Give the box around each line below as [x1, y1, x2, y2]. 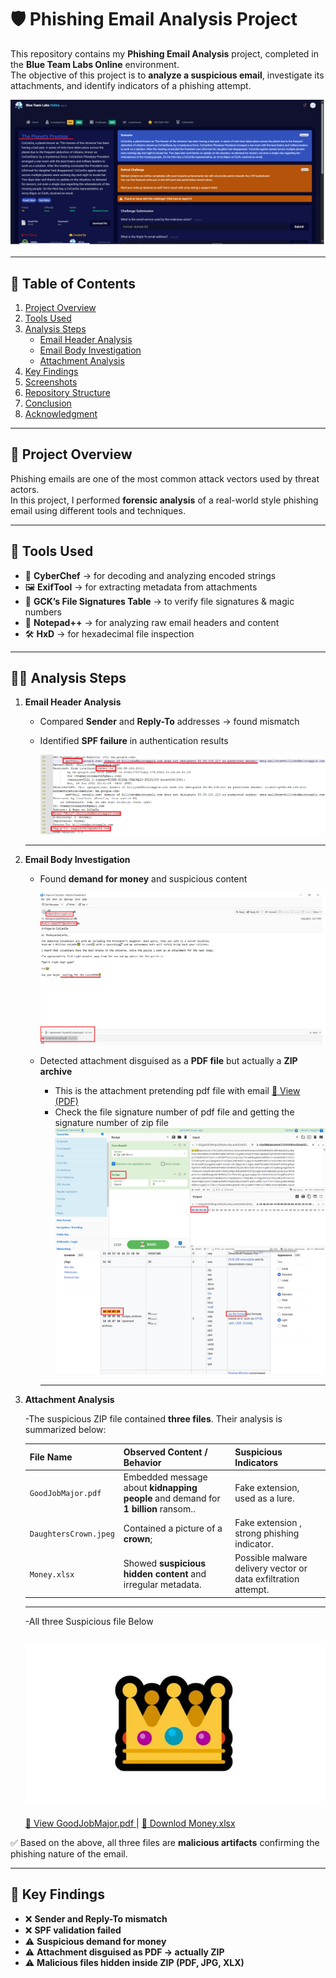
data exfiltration [234, 1573, 300, 1585]
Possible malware [234, 1552, 308, 1564]
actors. [10, 483, 40, 495]
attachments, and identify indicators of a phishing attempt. [10, 79, 252, 91]
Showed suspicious [123, 1557, 207, 1569]
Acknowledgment [24, 408, 98, 420]
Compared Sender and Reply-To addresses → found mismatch [39, 716, 300, 728]
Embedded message [123, 1471, 208, 1483]
